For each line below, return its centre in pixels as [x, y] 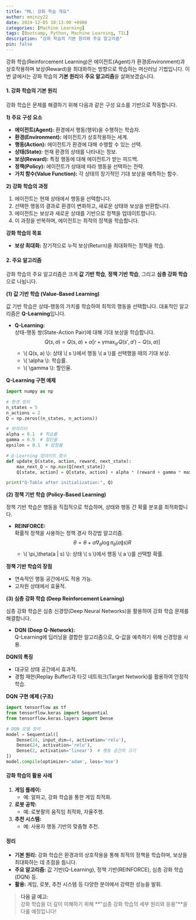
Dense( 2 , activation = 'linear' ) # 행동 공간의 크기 [76, 751]
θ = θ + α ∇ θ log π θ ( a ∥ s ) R [102, 544]
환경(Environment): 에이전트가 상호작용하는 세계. [71, 137]
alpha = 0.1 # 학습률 [32, 434]
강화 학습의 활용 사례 [29, 776]
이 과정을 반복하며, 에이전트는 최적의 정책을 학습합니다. [77, 221]
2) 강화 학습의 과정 [27, 186]
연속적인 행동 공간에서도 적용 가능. [53, 579]
